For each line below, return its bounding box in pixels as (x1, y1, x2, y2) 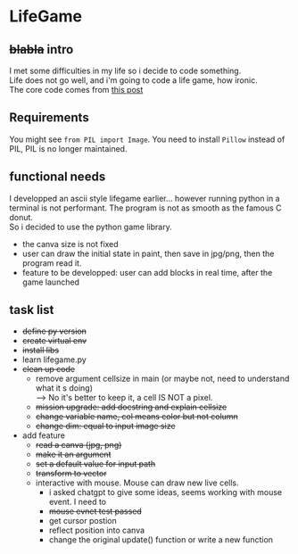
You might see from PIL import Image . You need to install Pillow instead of (9, 134, 286, 145)
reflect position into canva (48, 525, 145, 536)
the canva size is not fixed (21, 238, 119, 249)
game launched (21, 277, 80, 287)
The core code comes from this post (9, 85, 144, 95)
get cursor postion (48, 516, 118, 526)
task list (9, 302, 54, 318)
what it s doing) (35, 383, 94, 393)
